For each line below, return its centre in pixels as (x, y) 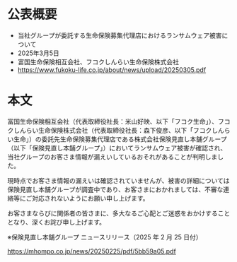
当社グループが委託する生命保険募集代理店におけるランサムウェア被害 (120, 35)
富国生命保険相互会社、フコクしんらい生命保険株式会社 (98, 61)
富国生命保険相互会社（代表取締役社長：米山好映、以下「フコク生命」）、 (112, 121)
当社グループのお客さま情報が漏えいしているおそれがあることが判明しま (112, 157)
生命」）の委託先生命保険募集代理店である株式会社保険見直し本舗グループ (120, 139)
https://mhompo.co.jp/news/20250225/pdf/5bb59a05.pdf (92, 251)
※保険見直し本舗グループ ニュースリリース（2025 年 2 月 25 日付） (105, 237)
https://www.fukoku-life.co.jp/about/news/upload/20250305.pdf (112, 70)
